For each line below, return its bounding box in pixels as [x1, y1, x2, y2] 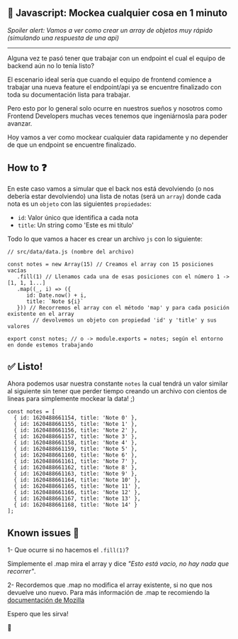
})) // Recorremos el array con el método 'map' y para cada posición [16, 304, 230, 311]
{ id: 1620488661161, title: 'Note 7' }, [13, 458, 138, 465]
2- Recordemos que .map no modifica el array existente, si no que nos [7, 581, 213, 589]
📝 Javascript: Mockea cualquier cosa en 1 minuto [7, 7, 228, 19]
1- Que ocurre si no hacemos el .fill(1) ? [7, 546, 130, 555]
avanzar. [7, 119, 33, 128]
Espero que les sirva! [7, 610, 69, 618]
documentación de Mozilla [7, 596, 85, 604]
